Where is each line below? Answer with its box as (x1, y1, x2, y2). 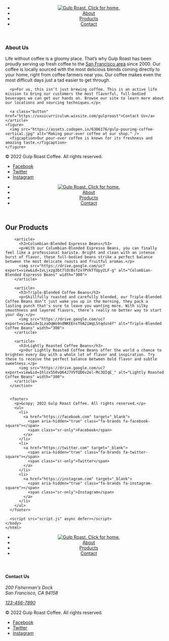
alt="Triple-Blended (118, 321, 162, 326)
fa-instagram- (123, 481, 153, 486)
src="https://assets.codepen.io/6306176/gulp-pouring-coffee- (21, 127, 155, 132)
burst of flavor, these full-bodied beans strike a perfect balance (5, 254, 153, 260)
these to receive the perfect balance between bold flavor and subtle (5, 357, 157, 362)
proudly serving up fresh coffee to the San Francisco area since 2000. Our (5, 61, 161, 67)
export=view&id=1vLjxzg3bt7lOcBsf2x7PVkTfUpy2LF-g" (5, 268, 116, 273)
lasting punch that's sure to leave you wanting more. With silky (5, 303, 148, 308)
